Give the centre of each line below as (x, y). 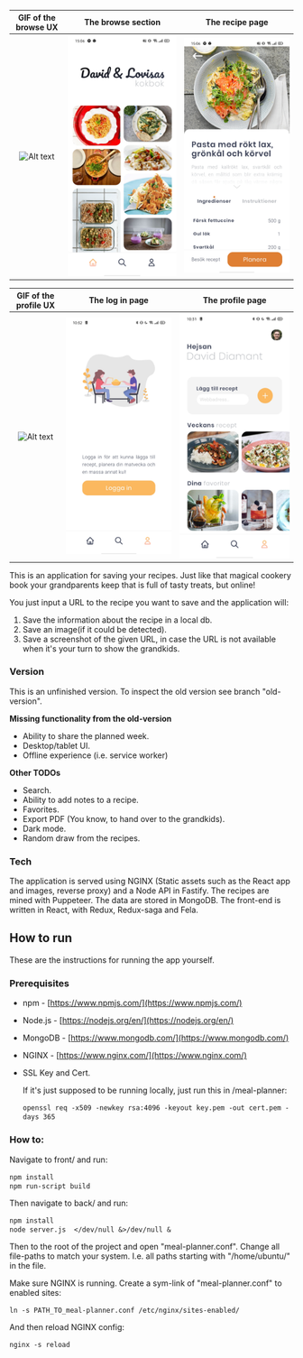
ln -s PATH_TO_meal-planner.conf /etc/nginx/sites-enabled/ (125, 1310)
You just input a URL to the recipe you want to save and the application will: (149, 602)
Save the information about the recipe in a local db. (117, 620)
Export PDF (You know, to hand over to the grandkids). (124, 818)
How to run (41, 938)
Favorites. (41, 809)
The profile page (234, 300)
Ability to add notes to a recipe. (81, 799)
